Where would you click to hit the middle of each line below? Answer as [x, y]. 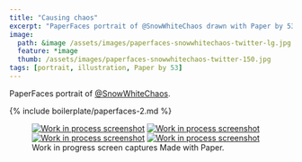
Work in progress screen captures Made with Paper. [128, 147]
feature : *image [48, 51]
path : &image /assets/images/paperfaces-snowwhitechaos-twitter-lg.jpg [155, 43]
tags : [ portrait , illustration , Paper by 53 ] [96, 68]
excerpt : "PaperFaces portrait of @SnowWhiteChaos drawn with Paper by [146, 26]
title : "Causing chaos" [54, 18]
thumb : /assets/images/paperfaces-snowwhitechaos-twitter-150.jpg [144, 59]
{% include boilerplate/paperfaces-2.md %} [91, 111]
